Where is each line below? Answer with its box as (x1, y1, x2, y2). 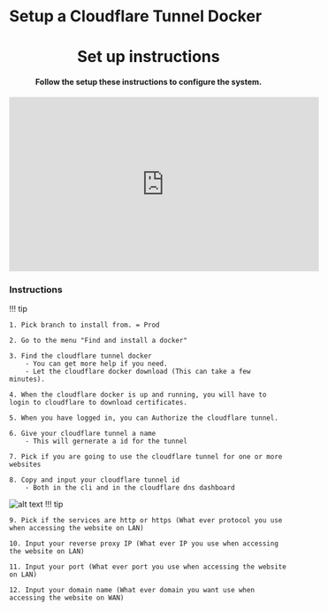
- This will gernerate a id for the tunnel (25, 437, 188, 445)
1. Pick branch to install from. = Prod (9, 321, 161, 329)
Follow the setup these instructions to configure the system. (34, 76, 263, 87)
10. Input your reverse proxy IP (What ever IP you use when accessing (9, 538, 278, 548)
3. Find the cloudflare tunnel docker (9, 352, 152, 360)
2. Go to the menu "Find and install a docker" (9, 336, 188, 344)
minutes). (9, 375, 46, 383)
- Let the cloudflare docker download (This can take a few (25, 367, 251, 375)
